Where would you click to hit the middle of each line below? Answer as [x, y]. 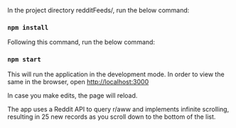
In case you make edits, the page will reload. [73, 95]
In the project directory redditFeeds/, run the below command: [98, 10]
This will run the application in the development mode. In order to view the [116, 74]
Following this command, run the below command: [81, 42]
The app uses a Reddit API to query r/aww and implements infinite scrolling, [118, 109]
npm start [24, 60]
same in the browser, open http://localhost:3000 [78, 81]
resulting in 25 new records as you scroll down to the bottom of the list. [112, 117]
